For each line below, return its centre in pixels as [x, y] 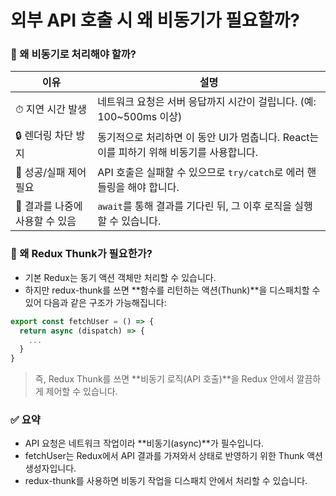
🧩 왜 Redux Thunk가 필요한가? [81, 254]
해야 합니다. [153, 188]
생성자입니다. [50, 468]
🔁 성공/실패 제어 [51, 173]
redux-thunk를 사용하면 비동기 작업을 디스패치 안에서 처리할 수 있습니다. [166, 481]
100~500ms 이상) [140, 117]
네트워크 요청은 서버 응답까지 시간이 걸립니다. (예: [207, 102]
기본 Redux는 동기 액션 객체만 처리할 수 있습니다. [120, 277]
